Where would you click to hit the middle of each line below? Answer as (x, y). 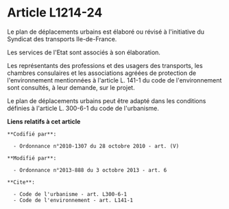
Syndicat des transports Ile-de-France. (62, 38)
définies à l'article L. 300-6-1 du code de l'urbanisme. (83, 108)
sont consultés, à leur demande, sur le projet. (71, 87)
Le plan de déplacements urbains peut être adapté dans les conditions (107, 100)
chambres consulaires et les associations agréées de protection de (102, 73)
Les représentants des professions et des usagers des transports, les (105, 65)
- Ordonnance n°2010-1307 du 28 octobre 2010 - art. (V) (96, 146)
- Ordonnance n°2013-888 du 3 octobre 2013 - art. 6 (90, 170)
